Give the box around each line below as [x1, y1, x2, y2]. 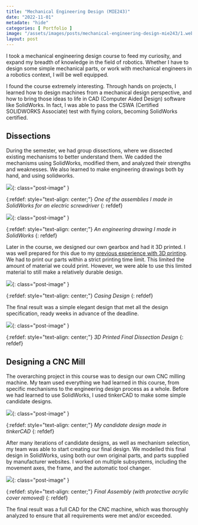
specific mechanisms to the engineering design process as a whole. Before [6, 385, 189, 392]
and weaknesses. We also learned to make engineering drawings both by [6, 166, 184, 173]
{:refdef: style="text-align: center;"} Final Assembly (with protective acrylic [6, 488, 189, 495]
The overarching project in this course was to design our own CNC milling [6, 372, 186, 380]
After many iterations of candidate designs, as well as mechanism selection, [6, 439, 190, 446]
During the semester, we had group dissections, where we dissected [6, 147, 173, 154]
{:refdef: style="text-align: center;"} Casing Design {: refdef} [6, 292, 153, 299]
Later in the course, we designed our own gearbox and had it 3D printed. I [6, 243, 186, 250]
